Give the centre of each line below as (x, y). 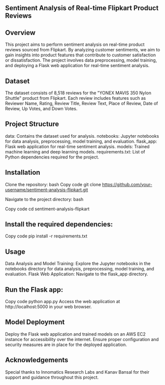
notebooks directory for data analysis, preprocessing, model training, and (80, 269)
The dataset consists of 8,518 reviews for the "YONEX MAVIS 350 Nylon (78, 93)
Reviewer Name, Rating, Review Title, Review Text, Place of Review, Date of (82, 104)
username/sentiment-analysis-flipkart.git (47, 190)
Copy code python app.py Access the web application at (63, 302)
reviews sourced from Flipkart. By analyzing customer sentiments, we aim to (82, 50)
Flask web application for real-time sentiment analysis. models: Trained (77, 146)
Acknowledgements (37, 360)
